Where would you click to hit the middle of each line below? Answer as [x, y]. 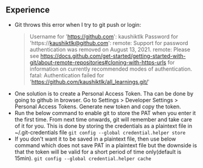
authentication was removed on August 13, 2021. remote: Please [110, 49]
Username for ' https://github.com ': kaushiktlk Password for [104, 37]
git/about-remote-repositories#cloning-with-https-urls [98, 62]
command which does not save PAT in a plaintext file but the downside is [106, 145]
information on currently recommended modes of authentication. [111, 69]
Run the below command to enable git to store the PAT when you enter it [105, 113]
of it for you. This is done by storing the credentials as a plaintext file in [103, 126]
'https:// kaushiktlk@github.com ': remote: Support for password [109, 43]
